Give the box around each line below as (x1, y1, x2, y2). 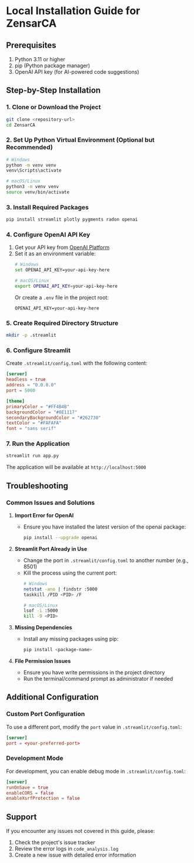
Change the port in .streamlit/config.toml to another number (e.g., (23, 556, 189, 564)
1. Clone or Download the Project (6, 103, 101, 111)
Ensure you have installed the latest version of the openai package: (23, 523, 186, 530)
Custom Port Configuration (6, 710, 85, 718)
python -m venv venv (6, 162, 57, 168)
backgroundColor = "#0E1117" (6, 409, 78, 415)
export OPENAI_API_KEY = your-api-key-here (14, 283, 118, 290)
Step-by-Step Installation (6, 86, 101, 96)
